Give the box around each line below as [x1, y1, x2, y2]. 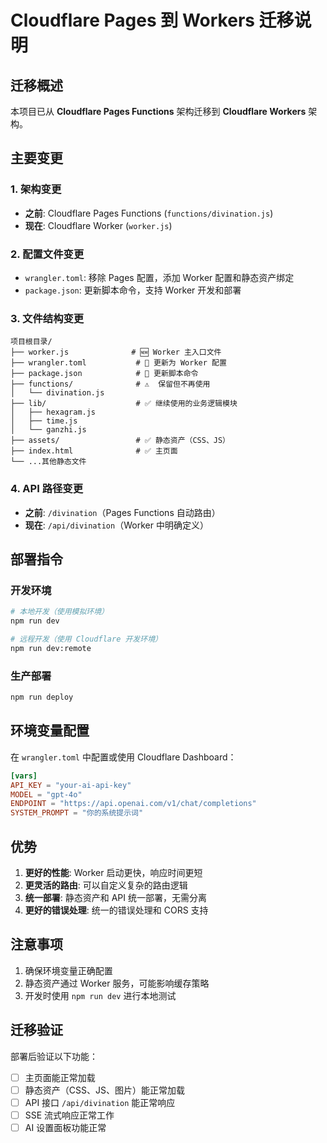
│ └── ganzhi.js [10, 425, 87, 435]
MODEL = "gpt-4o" [10, 789, 83, 800]
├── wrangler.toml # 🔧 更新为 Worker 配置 [10, 358, 227, 368]
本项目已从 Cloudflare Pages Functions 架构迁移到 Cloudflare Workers [10, 106, 307, 117]
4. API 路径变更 [10, 482, 84, 496]
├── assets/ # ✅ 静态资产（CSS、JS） [10, 436, 231, 446]
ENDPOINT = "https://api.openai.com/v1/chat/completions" [10, 799, 257, 809]
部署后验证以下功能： [10, 1050, 98, 1062]
